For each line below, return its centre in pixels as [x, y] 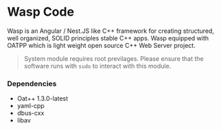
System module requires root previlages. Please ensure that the [114, 58]
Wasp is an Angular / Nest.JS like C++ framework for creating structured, [111, 31]
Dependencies [32, 83]
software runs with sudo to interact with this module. [97, 66]
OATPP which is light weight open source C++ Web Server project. [101, 45]
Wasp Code [40, 12]
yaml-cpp [31, 106]
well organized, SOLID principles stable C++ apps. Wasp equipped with [108, 38]
